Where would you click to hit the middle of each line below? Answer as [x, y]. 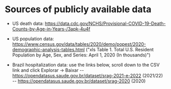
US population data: [33, 39]
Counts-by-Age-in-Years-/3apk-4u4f [51, 28]
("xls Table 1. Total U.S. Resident [120, 49]
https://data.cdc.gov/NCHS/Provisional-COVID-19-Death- [105, 23]
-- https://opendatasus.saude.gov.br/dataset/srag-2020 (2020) [79, 81]
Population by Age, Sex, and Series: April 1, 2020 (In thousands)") [81, 55]
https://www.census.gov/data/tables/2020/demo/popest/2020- [79, 44]
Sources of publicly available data [78, 9]
